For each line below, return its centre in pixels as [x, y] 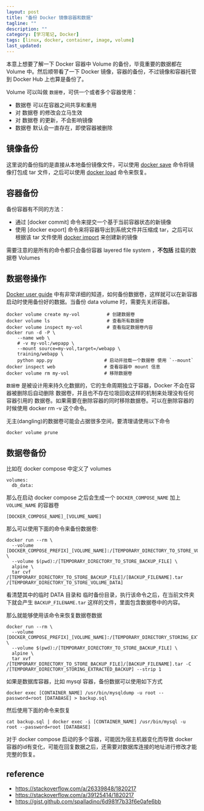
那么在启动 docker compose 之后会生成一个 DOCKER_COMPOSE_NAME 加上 [93, 498]
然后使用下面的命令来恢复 [38, 710]
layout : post [23, 12]
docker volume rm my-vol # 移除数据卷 [69, 374]
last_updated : [24, 46]
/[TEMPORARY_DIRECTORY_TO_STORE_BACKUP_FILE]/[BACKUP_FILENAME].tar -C [99, 664]
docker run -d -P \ [31, 333]
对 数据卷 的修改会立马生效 [49, 112]
